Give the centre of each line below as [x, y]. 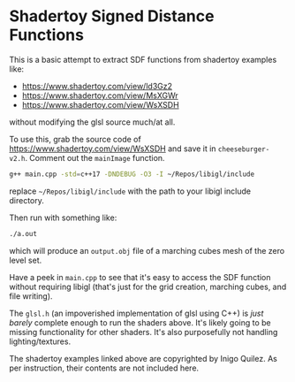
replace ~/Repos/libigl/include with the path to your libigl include [130, 191]
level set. [26, 260]
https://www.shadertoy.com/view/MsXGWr [100, 95]
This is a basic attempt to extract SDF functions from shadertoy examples [143, 59]
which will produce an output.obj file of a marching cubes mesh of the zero [147, 250]
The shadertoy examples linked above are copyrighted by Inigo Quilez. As [144, 358]
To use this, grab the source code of [75, 139]
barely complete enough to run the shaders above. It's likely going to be [140, 322]
